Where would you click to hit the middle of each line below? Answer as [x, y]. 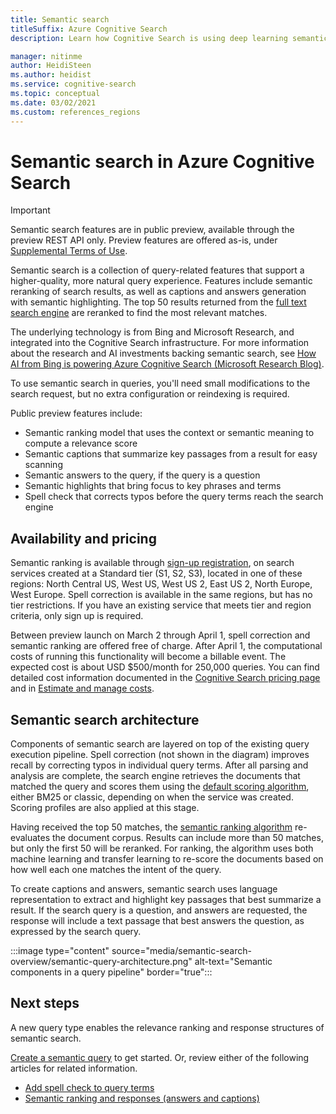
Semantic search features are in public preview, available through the [152, 230]
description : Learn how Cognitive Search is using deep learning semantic [169, 38]
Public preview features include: [76, 413]
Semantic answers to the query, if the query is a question [142, 475]
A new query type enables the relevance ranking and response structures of [167, 1027]
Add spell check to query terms [89, 1087]
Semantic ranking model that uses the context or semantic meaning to [169, 433]
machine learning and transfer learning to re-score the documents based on [167, 859]
